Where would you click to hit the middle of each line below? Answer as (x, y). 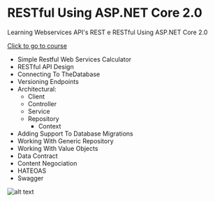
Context (50, 126)
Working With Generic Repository (65, 140)
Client (36, 96)
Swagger (30, 178)
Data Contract (37, 156)
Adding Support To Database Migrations (75, 134)
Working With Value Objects (58, 148)
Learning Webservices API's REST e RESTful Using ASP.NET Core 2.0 (107, 32)
